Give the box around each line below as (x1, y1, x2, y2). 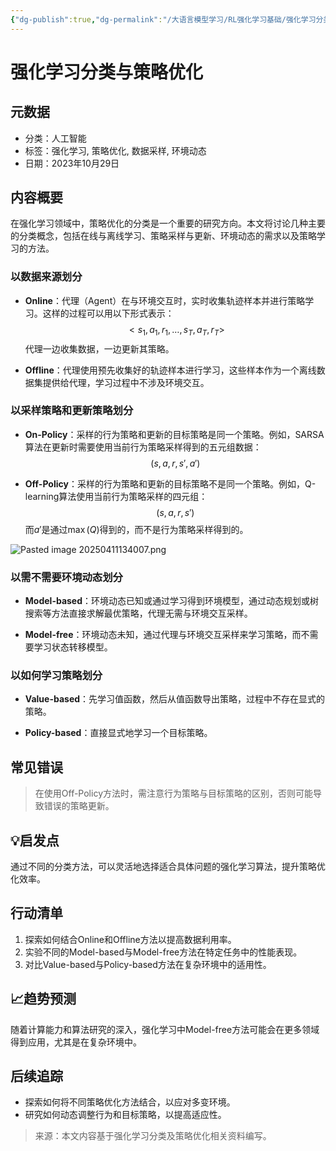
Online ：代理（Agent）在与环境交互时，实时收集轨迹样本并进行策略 (24, 294, 306, 306)
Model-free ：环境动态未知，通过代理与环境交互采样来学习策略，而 (24, 629, 302, 641)
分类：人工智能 (24, 132, 87, 144)
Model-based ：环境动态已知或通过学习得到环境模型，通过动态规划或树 (24, 595, 320, 607)
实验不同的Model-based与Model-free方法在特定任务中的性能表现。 (24, 946, 303, 958)
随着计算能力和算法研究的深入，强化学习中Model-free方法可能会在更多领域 (10, 1023, 320, 1035)
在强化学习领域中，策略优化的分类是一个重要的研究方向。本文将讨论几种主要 (10, 217, 326, 230)
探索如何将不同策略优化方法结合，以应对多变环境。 (24, 1096, 236, 1108)
